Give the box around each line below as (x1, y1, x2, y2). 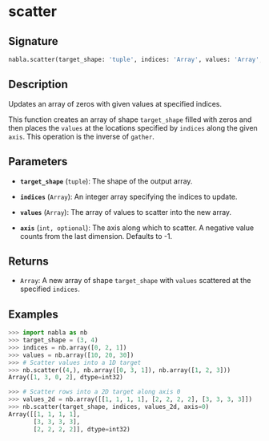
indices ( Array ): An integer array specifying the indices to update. (19, 192, 238, 201)
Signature (8, 34, 58, 48)
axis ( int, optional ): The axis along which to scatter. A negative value (19, 223, 255, 233)
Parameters (8, 155, 68, 168)
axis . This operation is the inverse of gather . (8, 131, 155, 141)
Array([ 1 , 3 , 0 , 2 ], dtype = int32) (8, 374, 124, 382)
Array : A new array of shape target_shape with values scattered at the (19, 276, 251, 285)
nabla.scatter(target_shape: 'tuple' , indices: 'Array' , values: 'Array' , (8, 55, 263, 63)
